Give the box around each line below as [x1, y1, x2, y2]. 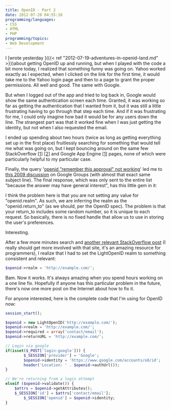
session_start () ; [5, 310, 42, 316]
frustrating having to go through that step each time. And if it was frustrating [5, 108, 166, 114]
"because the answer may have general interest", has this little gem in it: [5, 182, 157, 188]
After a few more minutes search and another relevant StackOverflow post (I [5, 239, 166, 245]
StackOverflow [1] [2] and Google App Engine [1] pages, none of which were [5, 150, 166, 156]
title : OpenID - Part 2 [5, 7, 56, 13]
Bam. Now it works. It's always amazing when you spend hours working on [5, 275, 163, 281]
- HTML [5, 27, 19, 32]
